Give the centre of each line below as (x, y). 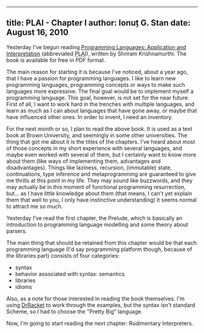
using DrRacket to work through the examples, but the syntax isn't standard (101, 305)
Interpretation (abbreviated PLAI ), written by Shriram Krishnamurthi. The (97, 53)
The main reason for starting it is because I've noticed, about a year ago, (97, 72)
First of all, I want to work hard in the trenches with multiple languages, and (100, 104)
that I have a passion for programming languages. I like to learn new (91, 78)
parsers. (17, 231)
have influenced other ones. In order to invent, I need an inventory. (90, 117)
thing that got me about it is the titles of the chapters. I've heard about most (101, 142)
